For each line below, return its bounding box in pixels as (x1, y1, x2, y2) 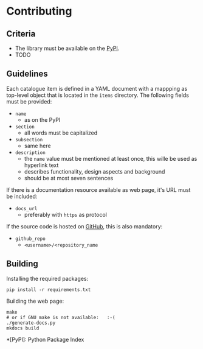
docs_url (15, 205, 38, 211)
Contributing (6, 4, 72, 18)
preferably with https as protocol (24, 211, 108, 218)
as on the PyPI (24, 116, 61, 123)
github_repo (15, 236, 46, 242)
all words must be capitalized (24, 129, 98, 136)
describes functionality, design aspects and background (24, 167, 165, 175)
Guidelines (6, 69, 48, 79)
